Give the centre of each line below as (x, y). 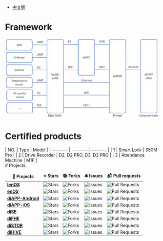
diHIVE (14, 232)
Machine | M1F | (21, 161)
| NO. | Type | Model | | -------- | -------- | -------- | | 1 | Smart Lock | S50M (81, 150)
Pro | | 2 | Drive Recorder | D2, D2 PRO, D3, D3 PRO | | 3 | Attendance (75, 155)
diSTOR (15, 225)
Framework (29, 27)
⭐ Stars (51, 176)
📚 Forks (71, 176)
